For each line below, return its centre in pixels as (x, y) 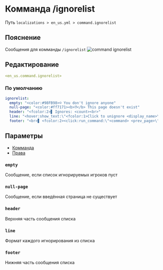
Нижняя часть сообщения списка (40, 263)
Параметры (24, 136)
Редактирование (32, 65)
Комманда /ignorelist (50, 9)
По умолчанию (24, 88)
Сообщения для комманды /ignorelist (46, 49)
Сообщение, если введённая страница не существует (61, 197)
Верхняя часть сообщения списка (41, 219)
